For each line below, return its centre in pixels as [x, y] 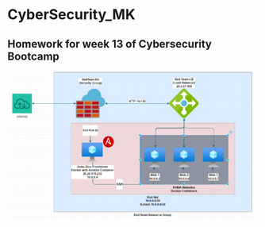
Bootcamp [34, 56]
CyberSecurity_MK [71, 15]
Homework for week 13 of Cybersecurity [109, 44]
